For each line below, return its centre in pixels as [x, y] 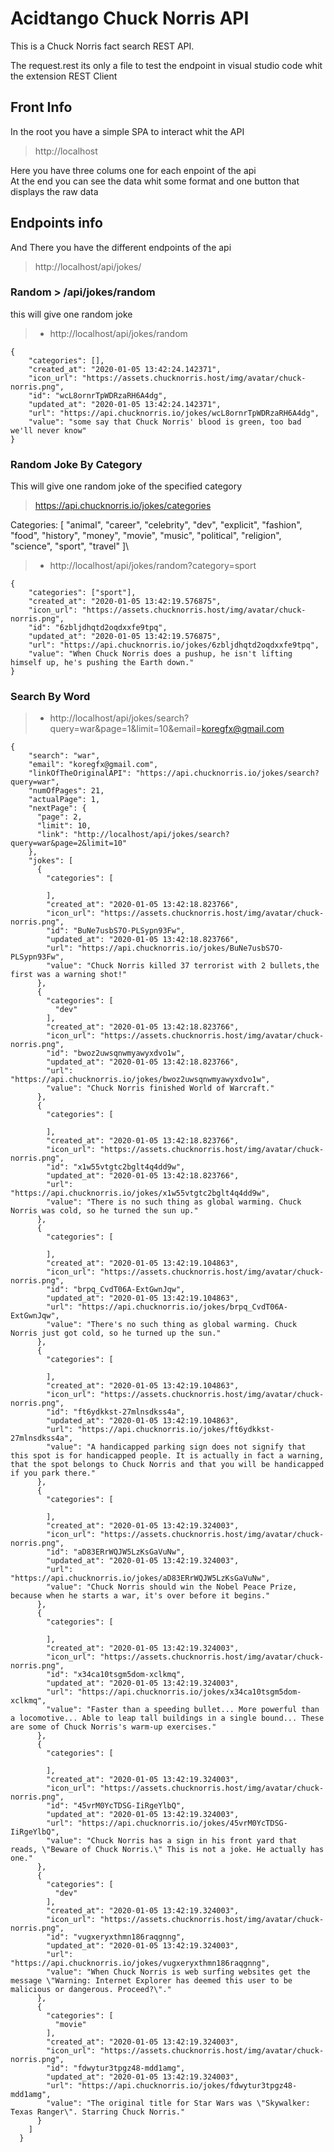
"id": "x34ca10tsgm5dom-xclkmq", [116, 1675]
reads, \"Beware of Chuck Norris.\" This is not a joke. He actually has [167, 1850]
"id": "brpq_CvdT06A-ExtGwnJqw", [116, 1290]
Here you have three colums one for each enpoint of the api [133, 170]
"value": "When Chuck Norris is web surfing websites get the [178, 1972]
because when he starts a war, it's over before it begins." [140, 1596]
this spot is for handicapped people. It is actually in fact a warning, [167, 1456]
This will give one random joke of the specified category [126, 486]
